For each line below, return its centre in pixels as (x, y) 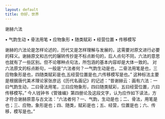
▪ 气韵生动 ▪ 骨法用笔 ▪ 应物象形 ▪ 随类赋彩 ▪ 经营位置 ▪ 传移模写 (71, 39)
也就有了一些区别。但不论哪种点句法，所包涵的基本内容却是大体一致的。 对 (81, 62)
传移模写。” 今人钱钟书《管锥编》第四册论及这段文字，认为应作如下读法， (79, 93)
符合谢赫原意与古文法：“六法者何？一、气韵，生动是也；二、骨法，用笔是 (83, 99)
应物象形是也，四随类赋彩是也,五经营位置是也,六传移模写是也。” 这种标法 (78, 74)
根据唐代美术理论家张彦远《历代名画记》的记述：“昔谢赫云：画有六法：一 (83, 80)
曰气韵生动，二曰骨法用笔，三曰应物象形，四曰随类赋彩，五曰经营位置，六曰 (82, 87)
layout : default (22, 10)
